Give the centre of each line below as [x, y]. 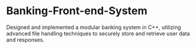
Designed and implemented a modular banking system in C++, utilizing [94, 27]
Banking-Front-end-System [77, 11]
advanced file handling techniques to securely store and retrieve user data [98, 33]
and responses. [25, 40]
